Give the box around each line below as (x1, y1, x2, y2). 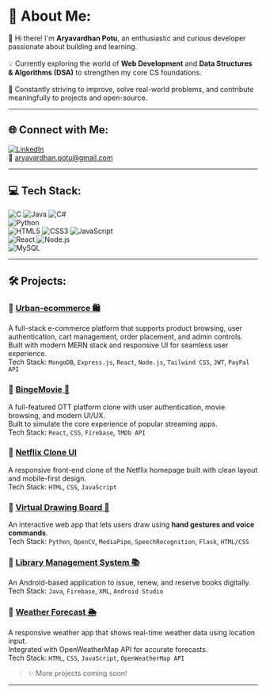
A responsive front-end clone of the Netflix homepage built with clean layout (8, 465, 258, 474)
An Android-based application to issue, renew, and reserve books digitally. (8, 578, 251, 588)
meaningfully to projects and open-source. (8, 93, 148, 102)
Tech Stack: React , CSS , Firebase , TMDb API (8, 428, 146, 437)
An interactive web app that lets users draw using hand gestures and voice (8, 520, 255, 530)
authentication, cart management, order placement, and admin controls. (8, 332, 243, 342)
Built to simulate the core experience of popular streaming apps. (8, 419, 218, 428)
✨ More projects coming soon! (27, 668, 128, 677)
